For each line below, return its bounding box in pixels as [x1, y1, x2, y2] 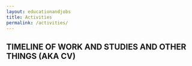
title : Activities [6, 14, 52, 20]
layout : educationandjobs [6, 8, 71, 15]
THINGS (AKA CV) [6, 51, 76, 61]
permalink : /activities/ [6, 20, 68, 26]
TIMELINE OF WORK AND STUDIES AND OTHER [6, 42, 187, 52]
